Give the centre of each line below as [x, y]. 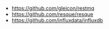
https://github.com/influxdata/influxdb [57, 20]
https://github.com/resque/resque [52, 14]
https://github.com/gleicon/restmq [53, 8]
